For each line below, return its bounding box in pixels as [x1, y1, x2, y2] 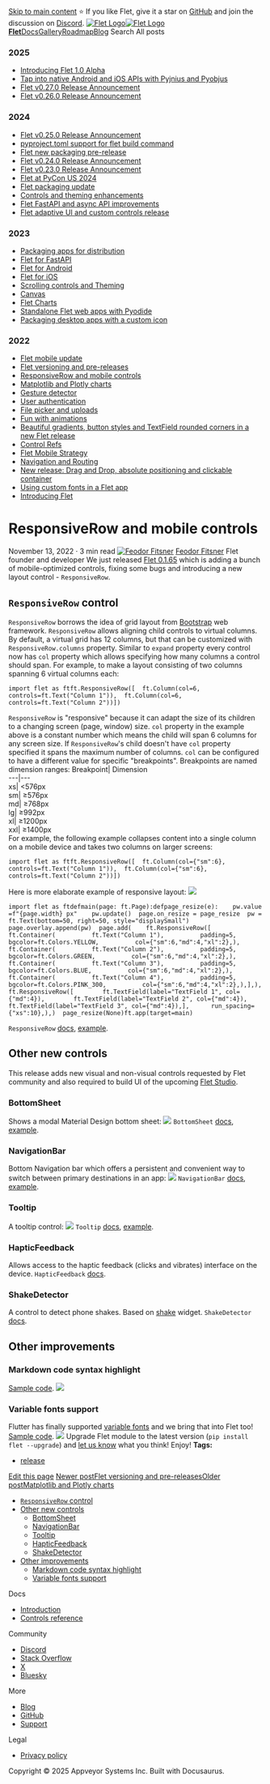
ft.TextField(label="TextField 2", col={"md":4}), [73, 995, 248, 1003]
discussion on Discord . [8, 19, 85, 28]
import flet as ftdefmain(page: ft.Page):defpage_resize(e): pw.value [8, 903, 263, 911]
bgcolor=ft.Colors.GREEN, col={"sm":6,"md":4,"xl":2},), [8, 952, 237, 960]
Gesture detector [19, 388, 78, 398]
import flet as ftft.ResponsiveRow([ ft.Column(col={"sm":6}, [8, 857, 226, 865]
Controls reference [19, 1613, 83, 1623]
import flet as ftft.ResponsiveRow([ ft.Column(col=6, [8, 684, 200, 693]
